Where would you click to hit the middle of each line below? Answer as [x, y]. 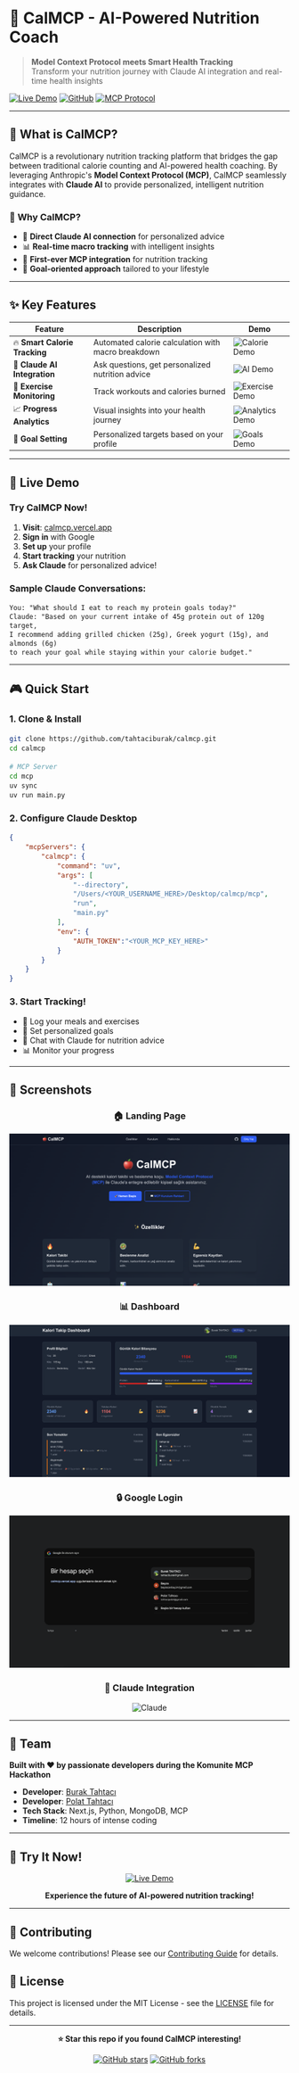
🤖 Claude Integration [149, 1688]
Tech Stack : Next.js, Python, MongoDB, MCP [105, 1811]
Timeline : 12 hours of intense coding [89, 1821]
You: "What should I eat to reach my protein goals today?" [123, 608]
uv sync [24, 786]
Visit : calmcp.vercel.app [67, 527]
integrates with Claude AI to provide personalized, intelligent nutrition [137, 184]
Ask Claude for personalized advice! [89, 565]
